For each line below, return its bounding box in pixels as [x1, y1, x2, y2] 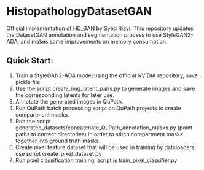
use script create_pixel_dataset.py [15, 150, 103, 157]
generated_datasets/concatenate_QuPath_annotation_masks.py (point [15, 124, 192, 131]
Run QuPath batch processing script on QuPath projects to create [15, 104, 181, 112]
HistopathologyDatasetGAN [6, 4, 152, 18]
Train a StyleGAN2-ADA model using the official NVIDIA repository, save [15, 72, 198, 79]
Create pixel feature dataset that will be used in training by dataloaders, [15, 143, 197, 151]
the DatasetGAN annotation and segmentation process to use [6, 31, 162, 38]
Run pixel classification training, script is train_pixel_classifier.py [15, 156, 178, 164]
